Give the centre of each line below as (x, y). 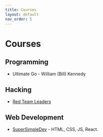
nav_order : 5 (19, 19)
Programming (27, 62)
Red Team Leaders (32, 102)
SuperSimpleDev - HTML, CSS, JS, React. (55, 129)
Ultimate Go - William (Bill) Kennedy (49, 74)
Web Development (34, 117)
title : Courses (21, 10)
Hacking (18, 89)
